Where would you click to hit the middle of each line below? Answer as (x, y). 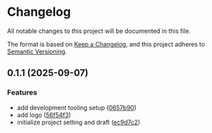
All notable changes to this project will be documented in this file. (99, 31)
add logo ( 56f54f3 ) (44, 114)
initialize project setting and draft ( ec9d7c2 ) (78, 122)
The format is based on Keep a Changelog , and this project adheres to (106, 44)
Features (22, 93)
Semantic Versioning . (37, 51)
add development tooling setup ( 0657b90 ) (77, 108)
